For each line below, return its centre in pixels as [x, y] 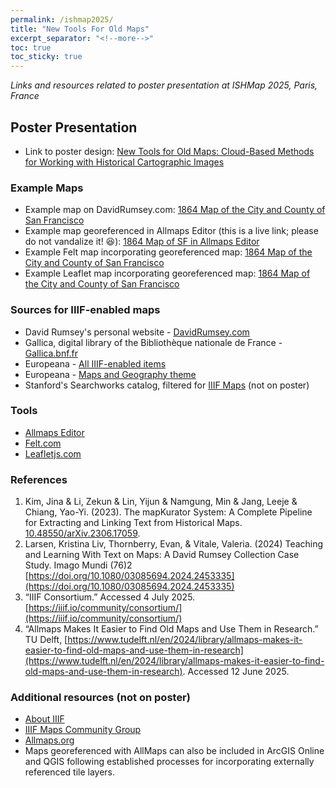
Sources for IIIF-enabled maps [85, 310]
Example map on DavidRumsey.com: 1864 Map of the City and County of [175, 210]
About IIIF [44, 719]
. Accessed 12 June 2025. [236, 672]
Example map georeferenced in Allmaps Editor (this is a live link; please [171, 231]
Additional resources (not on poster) [100, 698]
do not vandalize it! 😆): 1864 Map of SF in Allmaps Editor [142, 242]
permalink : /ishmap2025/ [62, 19]
